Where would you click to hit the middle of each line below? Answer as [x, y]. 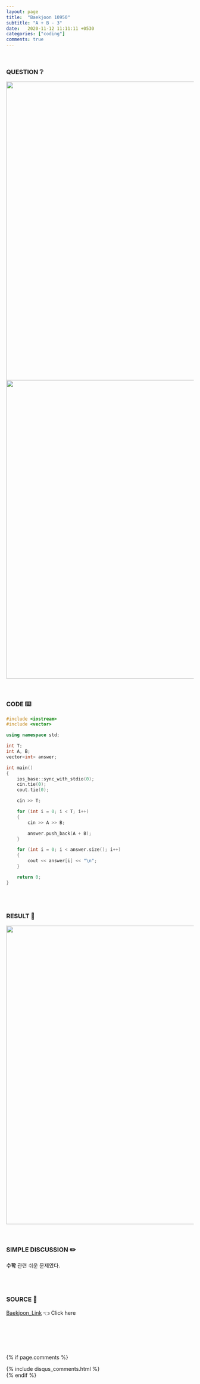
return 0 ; [29, 877]
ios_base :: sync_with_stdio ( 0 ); [56, 779]
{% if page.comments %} [37, 1357]
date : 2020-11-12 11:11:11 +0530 [50, 28]
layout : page [22, 12]
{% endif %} [21, 1375]
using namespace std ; [33, 735]
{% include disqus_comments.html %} [53, 1368]
